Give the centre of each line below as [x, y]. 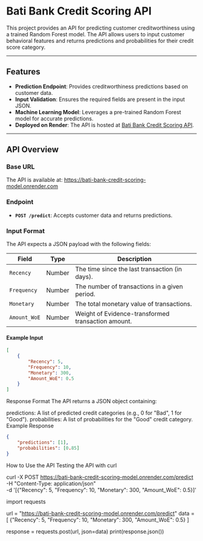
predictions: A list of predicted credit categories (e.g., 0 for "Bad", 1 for [94, 413]
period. [85, 294]
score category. [26, 47]
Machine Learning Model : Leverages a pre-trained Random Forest [98, 112]
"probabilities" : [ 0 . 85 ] [48, 448]
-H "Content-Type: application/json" [51, 483]
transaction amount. [104, 322]
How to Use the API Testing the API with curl [62, 465]
